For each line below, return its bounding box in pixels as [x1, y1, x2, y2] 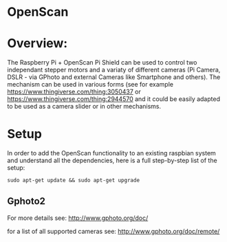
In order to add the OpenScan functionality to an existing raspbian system [7, 149, 217, 157]
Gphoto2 [7, 195, 46, 207]
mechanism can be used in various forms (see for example [7, 80, 174, 89]
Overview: [7, 36, 68, 52]
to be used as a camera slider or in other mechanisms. [7, 102, 162, 111]
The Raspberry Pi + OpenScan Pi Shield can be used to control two [7, 58, 197, 67]
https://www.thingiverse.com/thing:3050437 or [7, 87, 141, 96]
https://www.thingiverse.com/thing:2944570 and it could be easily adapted [7, 95, 220, 103]
